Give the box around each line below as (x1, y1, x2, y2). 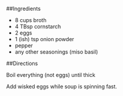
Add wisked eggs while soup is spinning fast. (6, 83, 118, 90)
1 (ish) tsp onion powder (14, 36, 75, 42)
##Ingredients (6, 5, 41, 12)
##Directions (6, 60, 38, 67)
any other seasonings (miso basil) (14, 48, 99, 55)
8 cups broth (14, 17, 47, 23)
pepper (14, 42, 33, 49)
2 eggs (14, 29, 32, 36)
